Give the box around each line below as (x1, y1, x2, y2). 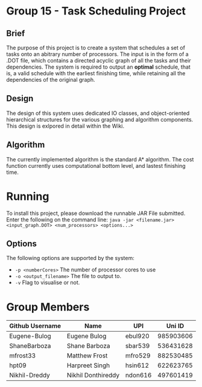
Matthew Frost (66, 351, 108, 360)
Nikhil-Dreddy (9, 371, 50, 380)
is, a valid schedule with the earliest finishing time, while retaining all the (6, 70, 186, 76)
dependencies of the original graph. (6, 76, 95, 83)
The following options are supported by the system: (6, 255, 134, 262)
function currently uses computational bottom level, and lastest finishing (6, 162, 186, 169)
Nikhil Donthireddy (66, 371, 119, 380)
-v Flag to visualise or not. (14, 279, 80, 286)
